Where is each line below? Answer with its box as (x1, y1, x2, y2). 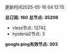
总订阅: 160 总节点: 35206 (5, 15, 59, 20)
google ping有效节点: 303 (5, 41, 58, 47)
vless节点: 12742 (12, 25, 46, 31)
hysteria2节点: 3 (12, 31, 45, 36)
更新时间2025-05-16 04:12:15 (5, 4, 65, 10)
